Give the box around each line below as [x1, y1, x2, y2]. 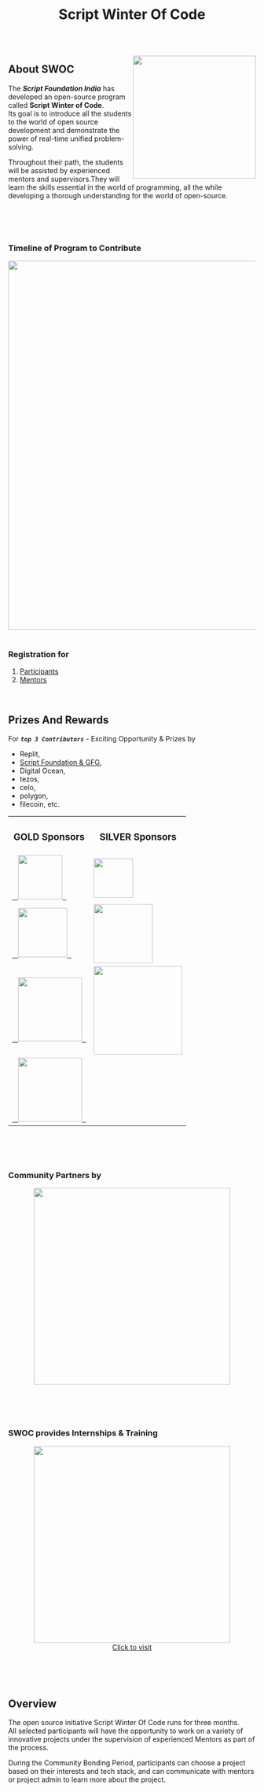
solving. [8, 142, 34, 151]
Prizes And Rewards [8, 713, 109, 726]
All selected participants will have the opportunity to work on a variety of [8, 1726, 244, 1736]
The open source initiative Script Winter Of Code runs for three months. [8, 1718, 240, 1727]
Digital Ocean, [19, 766, 66, 776]
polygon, [19, 791, 49, 800]
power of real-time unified [8, 134, 93, 143]
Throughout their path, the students [8, 157, 124, 167]
